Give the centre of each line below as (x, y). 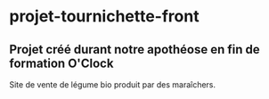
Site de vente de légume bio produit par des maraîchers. (113, 85)
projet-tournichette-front (104, 16)
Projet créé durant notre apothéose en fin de (134, 49)
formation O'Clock (61, 63)
